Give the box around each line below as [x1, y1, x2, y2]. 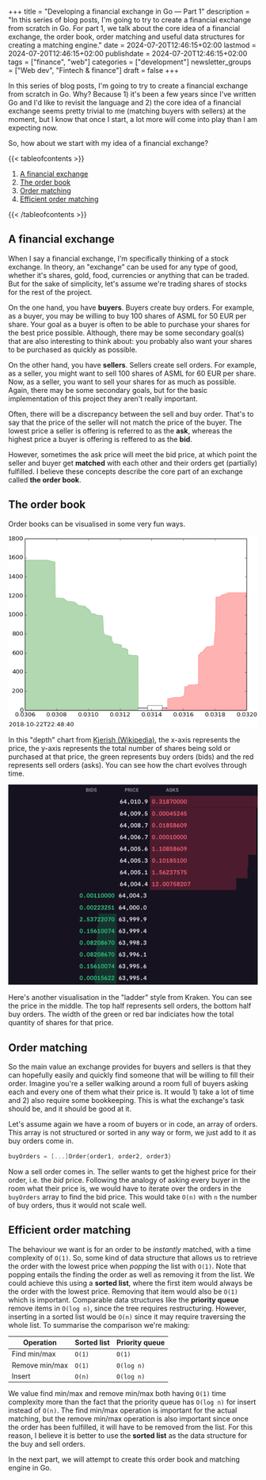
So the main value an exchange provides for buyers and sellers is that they [8, 1062, 252, 1071]
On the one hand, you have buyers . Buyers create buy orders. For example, [8, 303, 255, 312]
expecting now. [8, 123, 58, 132]
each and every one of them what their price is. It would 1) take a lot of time [8, 1087, 255, 1097]
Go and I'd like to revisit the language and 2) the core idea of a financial [8, 98, 241, 107]
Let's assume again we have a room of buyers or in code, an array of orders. [8, 1120, 258, 1128]
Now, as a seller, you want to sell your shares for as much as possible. [8, 376, 237, 387]
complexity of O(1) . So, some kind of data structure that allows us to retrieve [8, 1253, 257, 1262]
